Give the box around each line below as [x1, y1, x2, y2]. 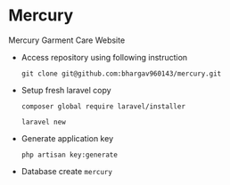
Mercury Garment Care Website [8, 35, 126, 45]
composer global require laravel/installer [21, 101, 186, 111]
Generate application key [21, 133, 113, 143]
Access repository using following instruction [21, 52, 188, 62]
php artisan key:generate [21, 150, 118, 159]
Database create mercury [21, 165, 113, 176]
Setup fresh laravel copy [21, 84, 112, 95]
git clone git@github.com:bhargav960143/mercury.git [21, 68, 222, 78]
